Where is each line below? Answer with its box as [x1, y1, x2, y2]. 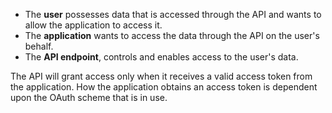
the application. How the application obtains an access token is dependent [10, 81, 318, 93]
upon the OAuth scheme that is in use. [10, 92, 168, 103]
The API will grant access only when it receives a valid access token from [10, 70, 313, 82]
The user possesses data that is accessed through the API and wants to [24, 9, 322, 20]
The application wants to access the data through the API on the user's [24, 30, 320, 41]
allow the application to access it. [24, 19, 163, 31]
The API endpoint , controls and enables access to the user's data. [24, 51, 299, 63]
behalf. [24, 40, 54, 52]
